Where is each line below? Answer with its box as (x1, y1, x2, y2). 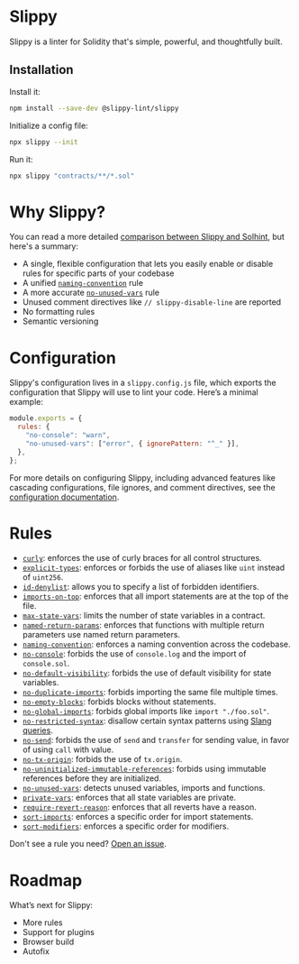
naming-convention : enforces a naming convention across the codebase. (22, 638, 291, 650)
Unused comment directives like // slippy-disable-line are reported (22, 297, 282, 308)
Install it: (9, 86, 41, 96)
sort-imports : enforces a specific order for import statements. (22, 812, 254, 822)
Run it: (9, 153, 33, 164)
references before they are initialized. (22, 773, 162, 784)
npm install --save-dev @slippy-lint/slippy (9, 104, 179, 113)
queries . (22, 725, 54, 736)
